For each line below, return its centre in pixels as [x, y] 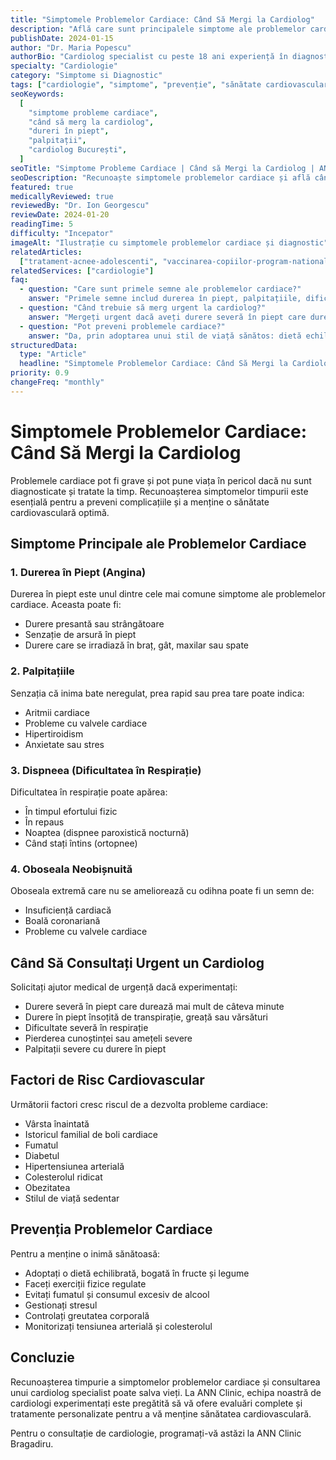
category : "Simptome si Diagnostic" [86, 76]
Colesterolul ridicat [63, 1177]
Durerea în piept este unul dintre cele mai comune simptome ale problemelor [168, 594]
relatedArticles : [46, 252]
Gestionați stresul [61, 1305]
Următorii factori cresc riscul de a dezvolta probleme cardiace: [139, 1104]
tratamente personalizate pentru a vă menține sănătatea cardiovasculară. [161, 1413]
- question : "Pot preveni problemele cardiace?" [122, 326]
